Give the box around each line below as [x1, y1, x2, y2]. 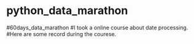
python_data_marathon [6, 4, 128, 18]
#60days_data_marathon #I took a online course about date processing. [6, 24, 188, 31]
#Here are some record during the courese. [6, 30, 117, 37]
